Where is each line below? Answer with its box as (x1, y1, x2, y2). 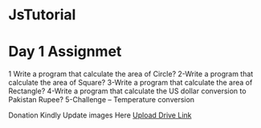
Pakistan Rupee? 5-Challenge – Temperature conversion (8, 95, 195, 105)
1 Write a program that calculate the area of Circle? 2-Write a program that (8, 69, 254, 79)
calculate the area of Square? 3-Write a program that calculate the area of (8, 78, 253, 88)
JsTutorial (8, 6, 76, 24)
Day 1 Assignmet (8, 43, 122, 61)
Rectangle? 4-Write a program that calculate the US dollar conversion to (8, 86, 247, 96)
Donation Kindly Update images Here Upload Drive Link (8, 110, 192, 120)
